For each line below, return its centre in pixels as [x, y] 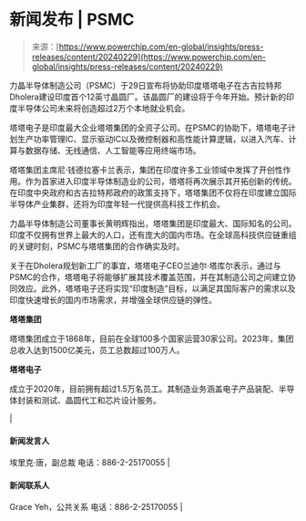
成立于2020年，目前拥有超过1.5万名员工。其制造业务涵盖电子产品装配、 [144, 389]
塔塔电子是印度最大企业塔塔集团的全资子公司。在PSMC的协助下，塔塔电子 [149, 127]
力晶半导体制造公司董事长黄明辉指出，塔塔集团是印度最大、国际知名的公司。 [153, 223]
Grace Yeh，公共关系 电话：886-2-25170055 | [97, 507]
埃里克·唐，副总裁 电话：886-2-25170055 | [90, 463]
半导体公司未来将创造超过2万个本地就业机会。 [103, 108]
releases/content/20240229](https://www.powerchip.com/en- [149, 57]
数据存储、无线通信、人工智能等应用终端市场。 [113, 150]
